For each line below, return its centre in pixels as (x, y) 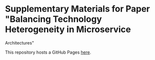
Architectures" (19, 43)
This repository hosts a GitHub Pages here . (48, 52)
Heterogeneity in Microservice (68, 30)
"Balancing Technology (53, 19)
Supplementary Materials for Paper (77, 9)
